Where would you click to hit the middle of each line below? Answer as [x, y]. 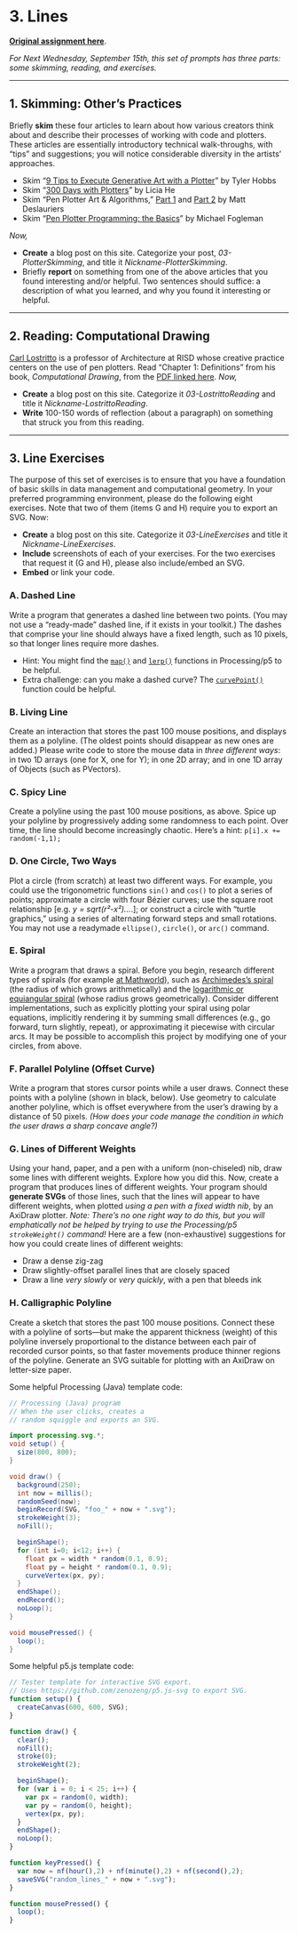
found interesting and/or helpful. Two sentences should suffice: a [141, 281]
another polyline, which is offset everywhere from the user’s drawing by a [144, 1107]
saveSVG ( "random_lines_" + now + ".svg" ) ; [97, 1879]
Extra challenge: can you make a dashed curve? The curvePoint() [143, 679]
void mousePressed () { [51, 1632]
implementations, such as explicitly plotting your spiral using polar [130, 1007]
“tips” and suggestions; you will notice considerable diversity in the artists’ [145, 154]
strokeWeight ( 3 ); [49, 1518]
